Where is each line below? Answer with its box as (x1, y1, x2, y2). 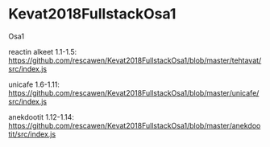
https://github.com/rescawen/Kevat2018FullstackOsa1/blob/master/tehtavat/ (8, 55, 262, 65)
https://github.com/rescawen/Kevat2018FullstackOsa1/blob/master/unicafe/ (8, 88, 260, 97)
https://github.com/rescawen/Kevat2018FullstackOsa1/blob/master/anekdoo (8, 120, 261, 130)
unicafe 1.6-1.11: (8, 80, 60, 89)
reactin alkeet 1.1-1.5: (8, 47, 77, 56)
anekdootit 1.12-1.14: (8, 112, 74, 121)
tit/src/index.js (8, 129, 56, 139)
